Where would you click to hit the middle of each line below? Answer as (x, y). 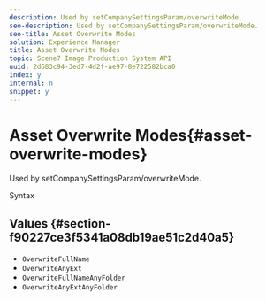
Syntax (22, 196)
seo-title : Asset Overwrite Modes (73, 34)
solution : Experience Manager (65, 42)
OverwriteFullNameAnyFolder (73, 278)
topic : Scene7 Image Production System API (91, 58)
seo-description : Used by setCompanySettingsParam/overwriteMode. (134, 26)
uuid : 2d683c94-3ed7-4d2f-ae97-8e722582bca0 (92, 67)
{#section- (80, 224)
